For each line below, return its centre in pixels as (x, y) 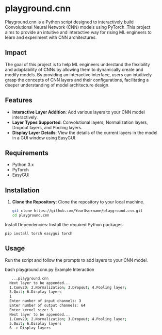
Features (19, 100)
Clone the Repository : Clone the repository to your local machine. (78, 202)
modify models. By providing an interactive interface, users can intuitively (78, 75)
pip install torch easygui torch (39, 234)
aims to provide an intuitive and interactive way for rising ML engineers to (78, 32)
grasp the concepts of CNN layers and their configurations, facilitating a (77, 80)
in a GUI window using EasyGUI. (44, 138)
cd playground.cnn (31, 216)
